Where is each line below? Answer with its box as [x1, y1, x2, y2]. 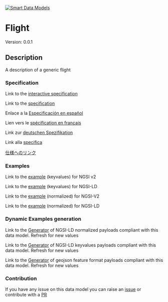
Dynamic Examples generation [5, 216, 82, 223]
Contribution [5, 275, 37, 282]
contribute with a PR [5, 291, 47, 297]
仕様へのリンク [5, 149, 36, 156]
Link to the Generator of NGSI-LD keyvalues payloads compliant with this [5, 242, 156, 248]
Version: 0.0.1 [5, 39, 33, 45]
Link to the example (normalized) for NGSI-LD [5, 203, 100, 209]
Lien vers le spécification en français [5, 120, 81, 126]
